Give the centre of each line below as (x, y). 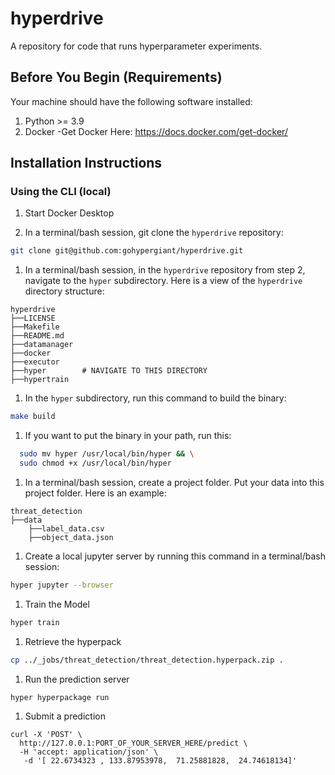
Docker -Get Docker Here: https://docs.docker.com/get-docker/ (156, 131)
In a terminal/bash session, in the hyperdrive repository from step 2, (165, 270)
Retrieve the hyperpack (73, 641)
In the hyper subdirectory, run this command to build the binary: (155, 398)
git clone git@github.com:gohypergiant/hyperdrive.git (127, 251)
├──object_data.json (71, 537)
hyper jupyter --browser (62, 585)
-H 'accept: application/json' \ (89, 752)
